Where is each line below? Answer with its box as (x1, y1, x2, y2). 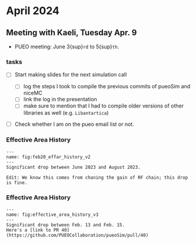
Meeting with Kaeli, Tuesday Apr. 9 (6, 28, 137, 38)
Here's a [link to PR (6, 228, 59, 233)
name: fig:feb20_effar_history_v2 (6, 154, 91, 160)
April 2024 (6, 4, 60, 18)
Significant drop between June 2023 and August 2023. (6, 164, 141, 170)
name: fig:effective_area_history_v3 (6, 212, 99, 218)
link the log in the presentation (23, 96, 97, 103)
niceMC (23, 89, 43, 96)
